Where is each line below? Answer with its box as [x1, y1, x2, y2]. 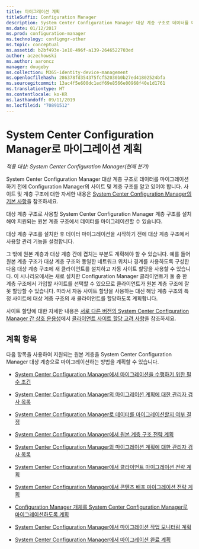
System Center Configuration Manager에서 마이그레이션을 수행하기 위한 [14, 371, 185, 378]
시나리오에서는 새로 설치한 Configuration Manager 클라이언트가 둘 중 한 [20, 273, 188, 280]
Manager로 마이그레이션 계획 [6, 142, 142, 156]
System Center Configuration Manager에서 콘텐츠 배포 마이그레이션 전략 [14, 484, 187, 491]
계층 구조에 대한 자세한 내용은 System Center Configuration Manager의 [23, 190, 192, 197]
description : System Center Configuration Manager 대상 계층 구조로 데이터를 [6, 20, 189, 25]
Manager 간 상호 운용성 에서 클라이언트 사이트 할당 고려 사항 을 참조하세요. [6, 315, 176, 322]
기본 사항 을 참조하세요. [6, 198, 59, 205]
